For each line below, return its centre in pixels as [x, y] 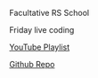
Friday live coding [42, 30]
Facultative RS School [49, 13]
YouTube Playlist [40, 47]
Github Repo [32, 64]
